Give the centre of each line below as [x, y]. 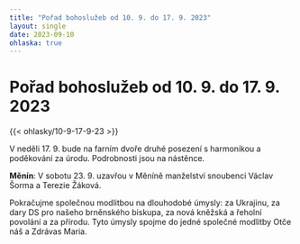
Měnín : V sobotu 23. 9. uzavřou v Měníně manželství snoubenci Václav [141, 176]
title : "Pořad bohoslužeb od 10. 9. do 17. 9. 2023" [110, 18]
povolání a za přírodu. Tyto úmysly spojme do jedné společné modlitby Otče [150, 222]
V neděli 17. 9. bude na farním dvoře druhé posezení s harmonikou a [135, 149]
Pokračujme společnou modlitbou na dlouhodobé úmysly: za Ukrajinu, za [145, 203]
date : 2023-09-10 [42, 34]
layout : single [38, 26]
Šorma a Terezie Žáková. [55, 185]
